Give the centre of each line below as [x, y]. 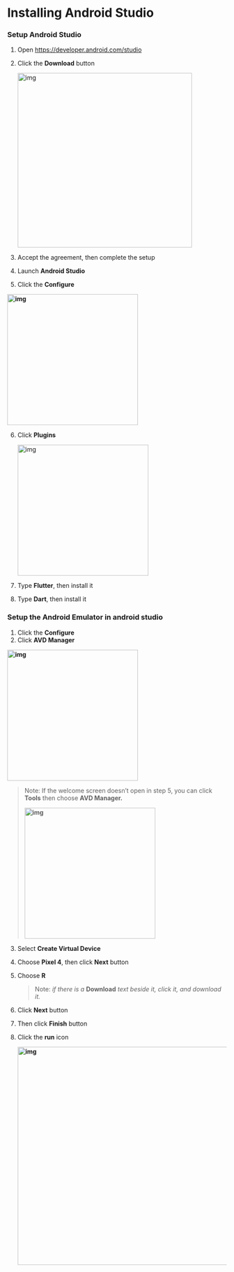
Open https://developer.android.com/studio [79, 50]
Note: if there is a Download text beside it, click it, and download [128, 989]
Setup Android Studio [45, 35]
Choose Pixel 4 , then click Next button [73, 962]
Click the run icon [43, 1037]
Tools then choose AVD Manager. [73, 798]
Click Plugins [37, 435]
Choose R [31, 975]
